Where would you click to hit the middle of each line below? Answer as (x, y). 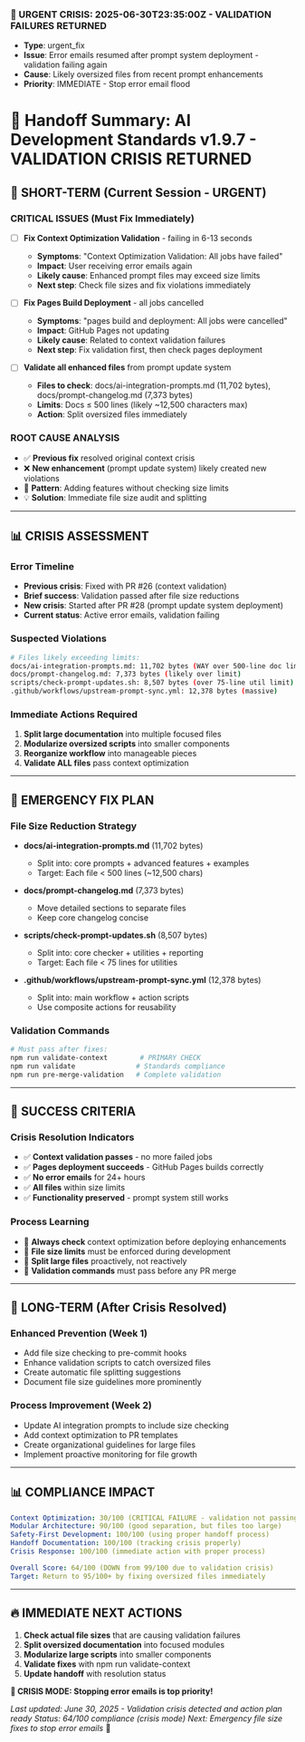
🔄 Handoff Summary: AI (100, 121)
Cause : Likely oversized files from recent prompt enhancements (143, 74)
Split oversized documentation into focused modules (124, 1644)
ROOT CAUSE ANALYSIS (65, 438)
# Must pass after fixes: (59, 1050)
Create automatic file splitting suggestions (102, 1372)
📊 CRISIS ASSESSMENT (80, 536)
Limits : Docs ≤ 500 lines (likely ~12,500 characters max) (142, 405)
